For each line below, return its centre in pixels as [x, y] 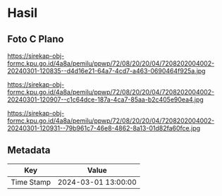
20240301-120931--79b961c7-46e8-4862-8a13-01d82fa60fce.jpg [104, 128]
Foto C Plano [36, 39]
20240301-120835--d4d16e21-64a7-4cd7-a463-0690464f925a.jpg [106, 71]
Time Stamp [31, 182]
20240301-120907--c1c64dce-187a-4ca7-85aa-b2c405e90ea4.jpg [106, 99]
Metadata [29, 151]
